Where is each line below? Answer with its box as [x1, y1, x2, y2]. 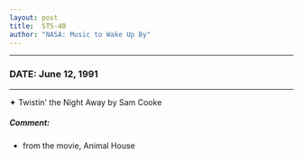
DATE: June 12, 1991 [9, 68, 99, 81]
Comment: [9, 118, 50, 129]
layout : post [9, 13, 59, 22]
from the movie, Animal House [22, 140, 135, 151]
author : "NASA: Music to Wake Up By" [9, 30, 151, 39]
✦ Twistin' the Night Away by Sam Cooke [9, 96, 162, 108]
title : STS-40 [9, 22, 67, 31]
